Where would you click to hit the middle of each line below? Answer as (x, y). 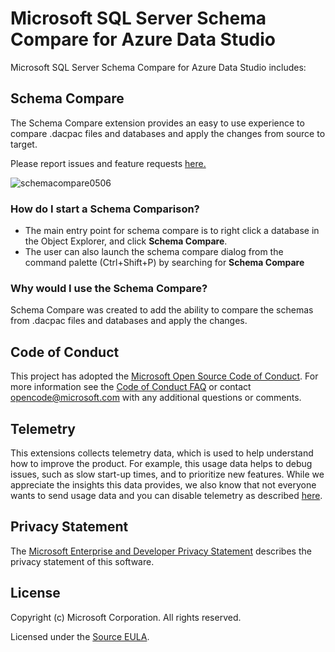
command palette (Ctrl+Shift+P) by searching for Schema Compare (164, 263)
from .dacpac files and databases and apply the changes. (129, 321)
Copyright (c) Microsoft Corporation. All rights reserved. (126, 617)
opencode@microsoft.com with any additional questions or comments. (156, 398)
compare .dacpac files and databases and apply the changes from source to (168, 133)
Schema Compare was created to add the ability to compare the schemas (162, 310)
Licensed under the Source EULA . (80, 636)
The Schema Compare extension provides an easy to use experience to (157, 123)
